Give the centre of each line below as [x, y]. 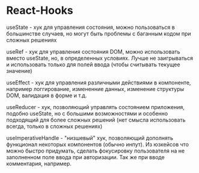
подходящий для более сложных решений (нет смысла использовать [96, 120]
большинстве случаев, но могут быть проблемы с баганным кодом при [99, 33]
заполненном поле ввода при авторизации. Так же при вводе [86, 157]
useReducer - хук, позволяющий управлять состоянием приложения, [95, 107]
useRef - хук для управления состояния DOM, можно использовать [93, 51]
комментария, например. [39, 163]
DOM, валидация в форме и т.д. [47, 95]
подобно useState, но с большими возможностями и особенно [87, 113]
